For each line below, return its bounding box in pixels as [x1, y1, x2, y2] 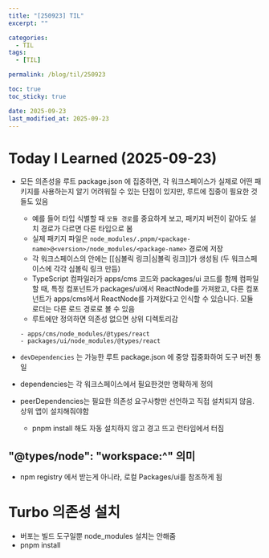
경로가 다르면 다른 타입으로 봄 [40, 224, 133, 234]
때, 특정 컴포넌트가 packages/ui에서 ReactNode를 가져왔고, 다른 [40, 284, 245, 294]
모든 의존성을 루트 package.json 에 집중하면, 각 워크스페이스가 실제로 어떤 [19, 177, 253, 186]
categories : [8, 34, 48, 42]
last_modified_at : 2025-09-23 [8, 114, 110, 123]
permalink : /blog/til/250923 [8, 71, 106, 79]
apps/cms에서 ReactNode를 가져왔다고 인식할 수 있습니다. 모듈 [53, 294, 254, 303]
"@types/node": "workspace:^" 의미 [8, 449, 196, 462]
